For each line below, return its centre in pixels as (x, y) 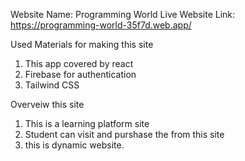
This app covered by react (79, 63)
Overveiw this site (47, 104)
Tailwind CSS (52, 85)
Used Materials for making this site (82, 44)
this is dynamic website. (74, 145)
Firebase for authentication (80, 74)
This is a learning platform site (87, 123)
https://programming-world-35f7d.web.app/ (101, 25)
